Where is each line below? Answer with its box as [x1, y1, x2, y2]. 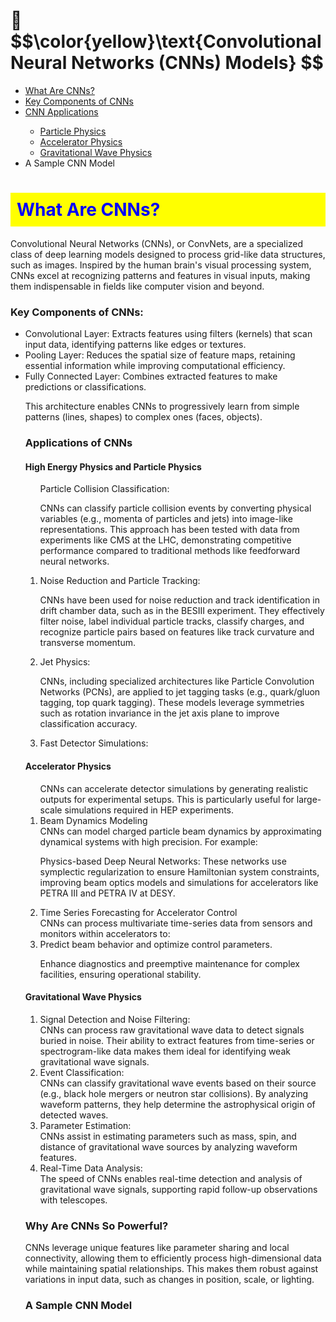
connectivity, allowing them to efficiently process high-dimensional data [24, 1252, 322, 1264]
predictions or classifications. [24, 381, 147, 393]
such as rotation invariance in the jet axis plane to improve [39, 707, 280, 719]
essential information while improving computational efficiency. [24, 360, 286, 372]
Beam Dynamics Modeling [39, 814, 148, 826]
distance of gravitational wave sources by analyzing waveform [39, 1140, 298, 1153]
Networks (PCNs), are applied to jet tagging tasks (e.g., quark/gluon [39, 686, 321, 698]
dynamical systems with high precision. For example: [39, 835, 258, 848]
